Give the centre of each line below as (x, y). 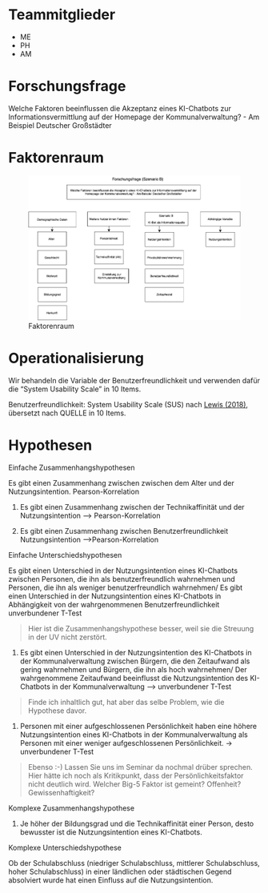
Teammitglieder (62, 15)
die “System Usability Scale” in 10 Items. (75, 389)
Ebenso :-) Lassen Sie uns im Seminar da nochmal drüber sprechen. (140, 767)
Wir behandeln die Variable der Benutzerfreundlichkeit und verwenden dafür (134, 381)
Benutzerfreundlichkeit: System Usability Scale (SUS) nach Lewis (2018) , (128, 405)
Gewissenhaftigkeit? (61, 793)
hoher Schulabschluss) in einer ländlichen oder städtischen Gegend (120, 872)
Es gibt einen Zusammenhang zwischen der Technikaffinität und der (132, 507)
